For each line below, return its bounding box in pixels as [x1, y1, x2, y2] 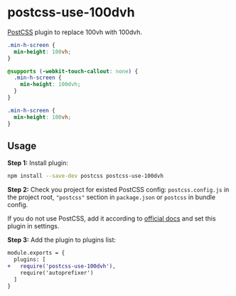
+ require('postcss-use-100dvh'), [7, 263, 116, 270]
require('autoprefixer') [20, 269, 94, 276]
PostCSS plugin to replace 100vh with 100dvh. [7, 28, 143, 36]
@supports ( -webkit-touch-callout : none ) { [7, 68, 139, 75]
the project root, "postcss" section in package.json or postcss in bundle [7, 193, 215, 201]
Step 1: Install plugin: [7, 159, 69, 167]
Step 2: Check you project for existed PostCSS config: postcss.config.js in [7, 186, 230, 194]
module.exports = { [7, 250, 65, 257]
